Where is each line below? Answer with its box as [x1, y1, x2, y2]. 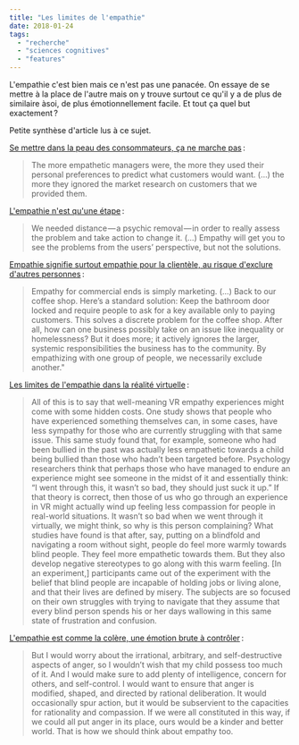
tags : [9, 30, 29, 38]
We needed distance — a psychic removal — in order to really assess [30, 223, 280, 233]
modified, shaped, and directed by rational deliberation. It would [30, 688, 267, 698]
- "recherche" [17, 38, 70, 47]
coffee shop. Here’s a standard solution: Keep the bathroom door [30, 296, 270, 306]
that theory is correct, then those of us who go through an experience [30, 492, 288, 502]
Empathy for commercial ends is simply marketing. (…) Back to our [30, 286, 277, 296]
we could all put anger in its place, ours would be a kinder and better [30, 716, 284, 727]
